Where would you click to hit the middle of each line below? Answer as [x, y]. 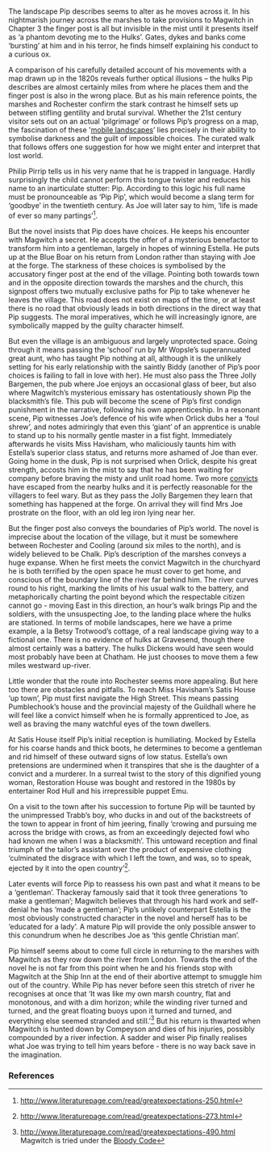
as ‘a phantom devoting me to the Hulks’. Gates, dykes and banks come [127, 37]
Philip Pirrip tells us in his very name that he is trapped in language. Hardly [132, 171]
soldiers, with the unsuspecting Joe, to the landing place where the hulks [130, 614]
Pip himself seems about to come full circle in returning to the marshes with [134, 950]
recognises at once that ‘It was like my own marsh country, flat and [120, 993]
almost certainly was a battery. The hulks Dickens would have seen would [131, 648]
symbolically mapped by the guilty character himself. [96, 325]
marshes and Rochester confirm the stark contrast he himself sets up [123, 104]
